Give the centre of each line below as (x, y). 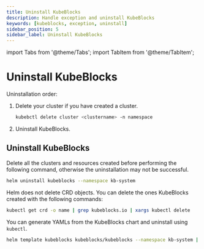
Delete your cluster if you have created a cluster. (77, 106)
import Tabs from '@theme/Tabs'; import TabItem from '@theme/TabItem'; (100, 52)
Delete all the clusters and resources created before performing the (92, 163)
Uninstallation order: (32, 94)
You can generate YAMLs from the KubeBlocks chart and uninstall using (97, 222)
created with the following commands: (55, 199)
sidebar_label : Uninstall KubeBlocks (55, 35)
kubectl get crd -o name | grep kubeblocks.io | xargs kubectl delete (98, 210)
